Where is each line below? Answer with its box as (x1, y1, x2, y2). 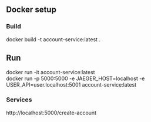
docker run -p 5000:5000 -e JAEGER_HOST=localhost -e (6, 75, 145, 82)
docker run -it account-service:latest (6, 68, 95, 75)
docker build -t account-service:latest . (6, 35, 101, 43)
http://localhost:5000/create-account (6, 109, 97, 116)
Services (6, 95, 32, 104)
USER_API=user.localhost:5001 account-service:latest (6, 81, 137, 88)
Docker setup (6, 5, 57, 15)
